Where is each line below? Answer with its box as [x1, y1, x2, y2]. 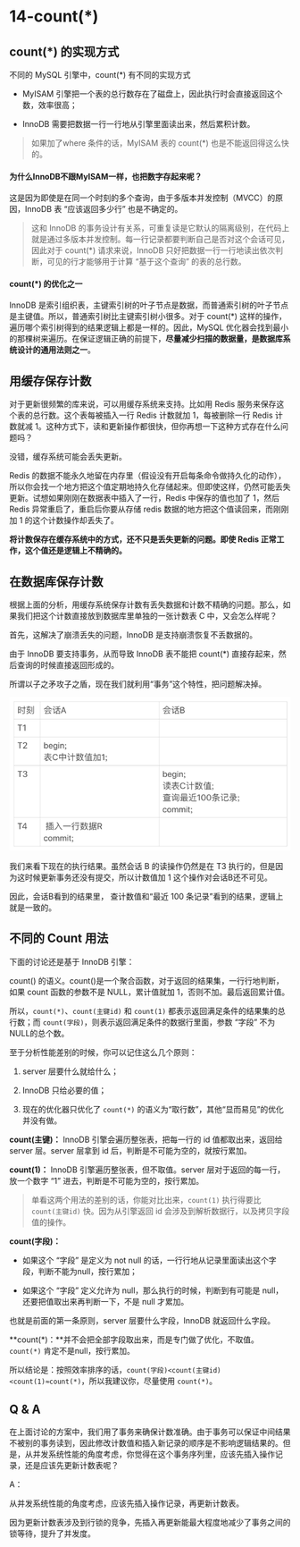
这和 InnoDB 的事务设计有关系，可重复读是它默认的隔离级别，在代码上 [30, 223, 290, 233]
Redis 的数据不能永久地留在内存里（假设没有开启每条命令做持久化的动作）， [9, 470, 287, 481]
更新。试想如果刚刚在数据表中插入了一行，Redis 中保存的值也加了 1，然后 [9, 493, 279, 503]
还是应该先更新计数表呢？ [24, 1460, 119, 1471]
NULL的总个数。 [9, 1027, 70, 1038]
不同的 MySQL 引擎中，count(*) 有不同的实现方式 [9, 70, 191, 80]
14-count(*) [9, 6, 99, 27]
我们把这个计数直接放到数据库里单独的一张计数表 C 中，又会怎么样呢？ [16, 611, 279, 621]
